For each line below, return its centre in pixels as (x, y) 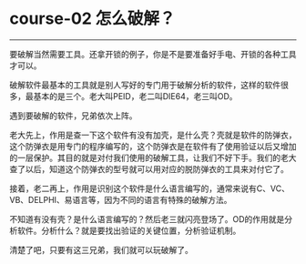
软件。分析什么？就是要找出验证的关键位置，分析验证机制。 (129, 230)
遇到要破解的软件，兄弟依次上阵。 (73, 116)
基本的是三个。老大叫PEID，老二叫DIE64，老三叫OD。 (136, 96)
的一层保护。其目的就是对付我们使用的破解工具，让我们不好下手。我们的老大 (153, 157)
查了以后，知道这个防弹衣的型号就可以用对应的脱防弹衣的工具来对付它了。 (149, 168)
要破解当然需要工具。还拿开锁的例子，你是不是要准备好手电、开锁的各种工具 (153, 54)
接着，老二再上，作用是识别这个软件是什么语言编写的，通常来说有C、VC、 (149, 188)
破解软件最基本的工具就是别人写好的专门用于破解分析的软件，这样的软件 (145, 85)
